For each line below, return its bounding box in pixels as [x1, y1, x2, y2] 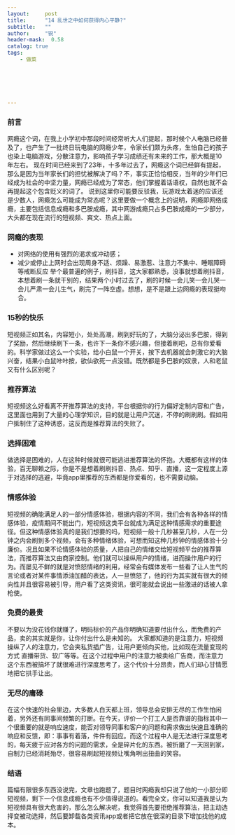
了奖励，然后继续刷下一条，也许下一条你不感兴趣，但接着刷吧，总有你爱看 [7, 339, 222, 347]
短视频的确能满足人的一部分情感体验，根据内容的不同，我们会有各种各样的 [7, 510, 222, 518]
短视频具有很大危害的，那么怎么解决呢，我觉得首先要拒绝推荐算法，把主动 [7, 803, 222, 812]
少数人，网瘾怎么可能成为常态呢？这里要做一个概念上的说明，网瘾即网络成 [13, 196, 228, 204]
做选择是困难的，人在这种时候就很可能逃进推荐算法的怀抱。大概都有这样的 [7, 456, 222, 464]
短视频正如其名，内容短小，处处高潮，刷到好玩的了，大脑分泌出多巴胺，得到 [7, 330, 228, 339]
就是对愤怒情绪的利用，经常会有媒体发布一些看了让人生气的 [55, 562, 228, 571]
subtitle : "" [7, 23, 52, 30]
